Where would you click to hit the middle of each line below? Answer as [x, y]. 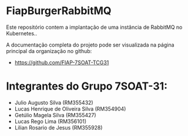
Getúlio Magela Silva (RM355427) [55, 115]
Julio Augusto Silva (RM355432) [54, 102]
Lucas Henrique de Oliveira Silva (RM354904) [70, 109]
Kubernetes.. [21, 33]
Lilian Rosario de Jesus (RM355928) [58, 127]
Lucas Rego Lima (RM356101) [51, 121]
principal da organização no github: [49, 51]
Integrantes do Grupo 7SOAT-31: [87, 86]
